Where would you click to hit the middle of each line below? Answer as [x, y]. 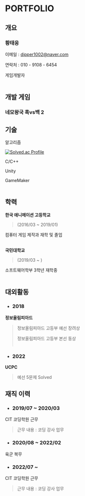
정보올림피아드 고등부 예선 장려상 [48, 328]
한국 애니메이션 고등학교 [28, 215]
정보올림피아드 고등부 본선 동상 [46, 338]
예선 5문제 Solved [34, 377]
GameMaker [18, 180]
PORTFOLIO [30, 9]
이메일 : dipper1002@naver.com [37, 54]
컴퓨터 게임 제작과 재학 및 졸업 [34, 234]
